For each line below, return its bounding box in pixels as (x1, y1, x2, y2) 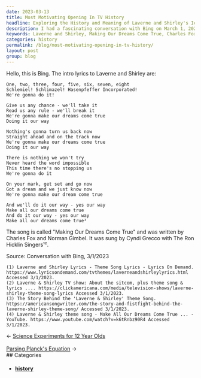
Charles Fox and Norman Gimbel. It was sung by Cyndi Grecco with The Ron (6, 234, 194, 241)
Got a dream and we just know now (6, 186, 93, 192)
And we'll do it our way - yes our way (6, 202, 106, 208)
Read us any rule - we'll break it (6, 107, 95, 114)
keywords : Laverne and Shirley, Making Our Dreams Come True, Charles (6, 31, 186, 37)
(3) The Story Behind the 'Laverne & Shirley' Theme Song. (6, 295, 157, 301)
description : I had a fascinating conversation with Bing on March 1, (6, 25, 186, 32)
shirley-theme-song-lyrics (6, 290, 74, 297)
